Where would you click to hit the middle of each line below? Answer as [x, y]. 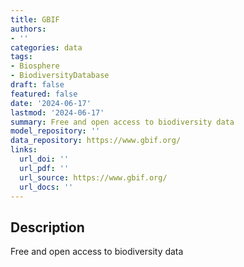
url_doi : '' [44, 159]
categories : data [46, 47]
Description [47, 227]
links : [24, 150]
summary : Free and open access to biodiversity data [122, 122]
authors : [28, 29]
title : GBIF [35, 19]
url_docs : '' [46, 187]
